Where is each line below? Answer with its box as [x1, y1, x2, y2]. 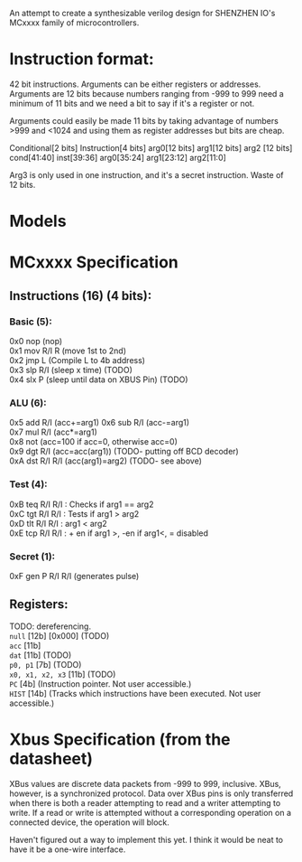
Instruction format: [9, 49, 155, 70]
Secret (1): [9, 550, 56, 563]
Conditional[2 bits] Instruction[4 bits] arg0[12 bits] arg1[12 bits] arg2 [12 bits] [9, 142, 293, 153]
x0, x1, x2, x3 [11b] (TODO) [9, 669, 116, 679]
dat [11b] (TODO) [9, 650, 72, 661]
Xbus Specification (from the [9, 729, 232, 749]
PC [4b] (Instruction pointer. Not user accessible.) [9, 678, 192, 689]
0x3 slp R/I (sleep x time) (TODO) [9, 365, 133, 375]
